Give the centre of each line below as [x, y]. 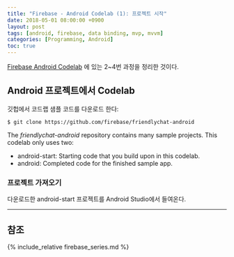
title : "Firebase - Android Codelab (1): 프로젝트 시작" [87, 14]
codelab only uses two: [41, 142]
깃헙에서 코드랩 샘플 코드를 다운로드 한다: [63, 109]
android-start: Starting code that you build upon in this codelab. [109, 156]
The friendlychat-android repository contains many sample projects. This [112, 135]
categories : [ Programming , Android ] [60, 40]
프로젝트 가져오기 [34, 182]
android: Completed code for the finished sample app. [95, 163]
